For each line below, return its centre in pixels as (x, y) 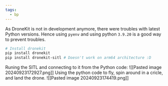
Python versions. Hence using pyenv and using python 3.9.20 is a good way (83, 34)
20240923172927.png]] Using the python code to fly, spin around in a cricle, (84, 72)
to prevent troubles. (26, 39)
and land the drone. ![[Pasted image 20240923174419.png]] (67, 78)
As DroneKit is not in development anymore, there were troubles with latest (83, 28)
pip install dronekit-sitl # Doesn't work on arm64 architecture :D (78, 58)
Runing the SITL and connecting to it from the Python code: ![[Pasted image (83, 67)
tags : (11, 10)
